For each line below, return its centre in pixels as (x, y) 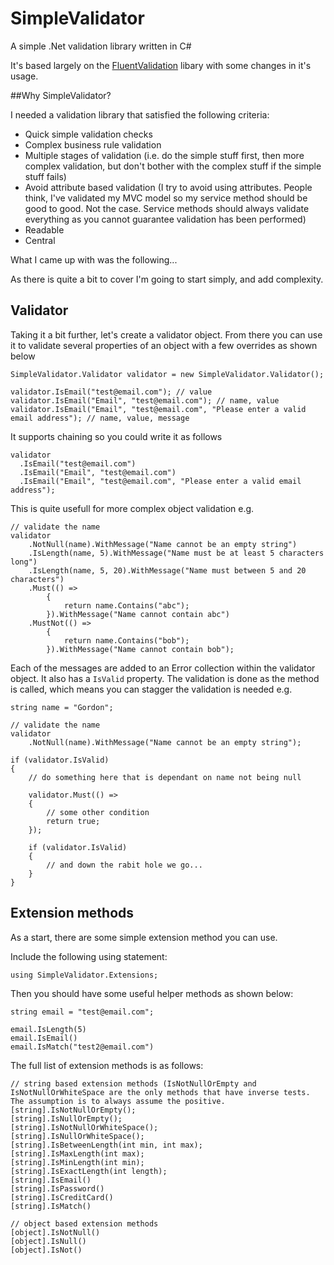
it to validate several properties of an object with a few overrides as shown (164, 345)
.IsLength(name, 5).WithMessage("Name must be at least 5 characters (176, 553)
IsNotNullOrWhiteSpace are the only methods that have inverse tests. (160, 1092)
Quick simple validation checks (88, 134)
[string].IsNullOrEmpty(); (66, 1118)
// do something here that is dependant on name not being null (165, 777)
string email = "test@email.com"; (82, 1012)
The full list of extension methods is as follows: (107, 1065)
